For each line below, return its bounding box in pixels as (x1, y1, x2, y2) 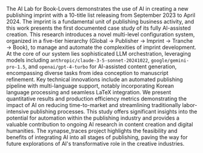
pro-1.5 (6, 64, 26, 70)
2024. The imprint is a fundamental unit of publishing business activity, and (6, 18, 195, 25)
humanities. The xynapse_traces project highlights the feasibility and (6, 127, 178, 134)
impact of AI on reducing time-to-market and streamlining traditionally (6, 102, 181, 108)
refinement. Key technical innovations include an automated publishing (6, 76, 183, 83)
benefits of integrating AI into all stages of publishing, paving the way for (6, 134, 188, 141)
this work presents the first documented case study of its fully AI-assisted (6, 24, 191, 31)
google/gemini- (150, 57, 190, 63)
